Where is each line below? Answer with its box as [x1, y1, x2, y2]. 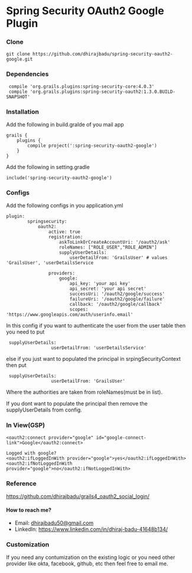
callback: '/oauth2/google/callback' [69, 302, 162, 307]
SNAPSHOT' [6, 93, 31, 100]
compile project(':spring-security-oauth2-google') [27, 143, 158, 149]
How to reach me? [6, 506, 52, 513]
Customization [6, 540, 50, 549]
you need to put [6, 328, 45, 335]
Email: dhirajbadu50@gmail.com [14, 519, 94, 527]
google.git [6, 56, 33, 63]
